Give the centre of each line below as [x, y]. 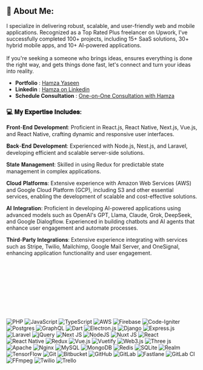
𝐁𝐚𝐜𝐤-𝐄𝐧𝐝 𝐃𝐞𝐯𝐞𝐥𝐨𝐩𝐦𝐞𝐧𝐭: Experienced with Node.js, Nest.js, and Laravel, [97, 146]
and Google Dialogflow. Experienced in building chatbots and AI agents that [101, 222]
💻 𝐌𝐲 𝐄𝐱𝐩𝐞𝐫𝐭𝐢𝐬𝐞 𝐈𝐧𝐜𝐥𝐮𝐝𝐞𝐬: [44, 112]
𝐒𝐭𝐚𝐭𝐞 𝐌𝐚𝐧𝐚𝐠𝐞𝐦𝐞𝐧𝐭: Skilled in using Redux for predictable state [85, 165]
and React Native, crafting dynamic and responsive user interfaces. [90, 134]
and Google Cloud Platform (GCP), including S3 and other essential [90, 190]
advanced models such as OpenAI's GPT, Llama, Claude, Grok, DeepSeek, [99, 215]
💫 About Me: [30, 11]
